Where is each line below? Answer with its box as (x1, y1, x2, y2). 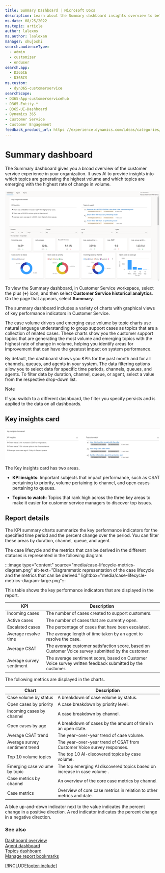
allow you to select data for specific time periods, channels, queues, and (5, 366, 152, 372)
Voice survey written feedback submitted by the (46, 660, 143, 666)
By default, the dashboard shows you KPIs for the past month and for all (5, 355, 151, 361)
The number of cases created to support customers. (46, 610, 152, 616)
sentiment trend (7, 745, 39, 750)
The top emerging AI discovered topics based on (57, 763, 156, 769)
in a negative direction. (5, 814, 52, 820)
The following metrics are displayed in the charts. (5, 677, 105, 683)
